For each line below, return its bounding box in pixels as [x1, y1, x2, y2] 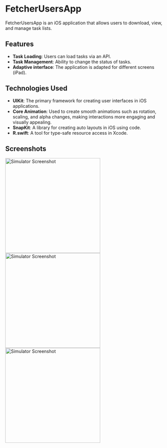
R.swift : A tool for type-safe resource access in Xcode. [12, 130, 128, 136]
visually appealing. [12, 119, 52, 125]
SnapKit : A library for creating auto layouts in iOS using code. [12, 125, 142, 131]
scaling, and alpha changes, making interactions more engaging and [12, 113, 155, 119]
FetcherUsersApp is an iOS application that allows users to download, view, [5, 20, 162, 26]
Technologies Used [5, 84, 67, 93]
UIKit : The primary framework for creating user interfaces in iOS [12, 97, 147, 104]
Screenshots [5, 144, 47, 153]
